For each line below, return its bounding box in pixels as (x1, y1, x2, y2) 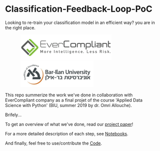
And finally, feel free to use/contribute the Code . (5, 140, 102, 146)
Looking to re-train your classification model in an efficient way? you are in (5, 20, 155, 25)
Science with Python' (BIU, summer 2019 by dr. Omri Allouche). (5, 103, 132, 108)
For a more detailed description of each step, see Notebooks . (5, 131, 128, 137)
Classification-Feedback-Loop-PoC (5, 3, 153, 15)
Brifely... (5, 112, 22, 118)
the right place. (5, 24, 36, 30)
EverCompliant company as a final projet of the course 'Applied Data (5, 97, 143, 103)
